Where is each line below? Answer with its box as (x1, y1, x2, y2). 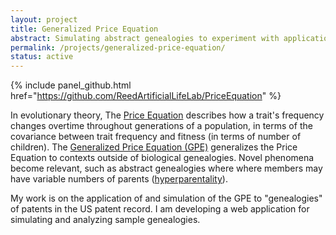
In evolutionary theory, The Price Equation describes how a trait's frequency (10, 109, 325, 121)
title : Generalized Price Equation (10, 24, 159, 34)
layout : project (10, 14, 78, 25)
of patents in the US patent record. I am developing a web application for (10, 203, 310, 215)
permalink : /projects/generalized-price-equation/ (10, 42, 226, 53)
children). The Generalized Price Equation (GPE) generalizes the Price (10, 141, 298, 153)
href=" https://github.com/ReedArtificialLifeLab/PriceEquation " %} (10, 90, 282, 102)
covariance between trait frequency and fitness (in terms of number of (10, 131, 302, 143)
